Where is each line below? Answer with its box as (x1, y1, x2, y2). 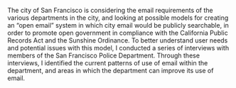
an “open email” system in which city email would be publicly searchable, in (7, 21, 230, 29)
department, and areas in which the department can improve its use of (7, 67, 214, 75)
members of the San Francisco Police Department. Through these (7, 51, 200, 60)
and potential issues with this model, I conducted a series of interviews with (7, 44, 230, 52)
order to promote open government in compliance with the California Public (7, 28, 229, 37)
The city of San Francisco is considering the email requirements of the (7, 6, 213, 14)
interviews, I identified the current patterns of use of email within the (7, 59, 208, 67)
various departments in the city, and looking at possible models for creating (7, 13, 229, 22)
